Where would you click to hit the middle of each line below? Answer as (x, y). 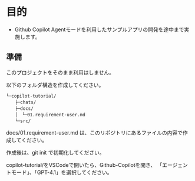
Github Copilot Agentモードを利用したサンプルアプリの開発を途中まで (99, 29)
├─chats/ (25, 102)
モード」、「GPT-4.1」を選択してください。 (62, 172)
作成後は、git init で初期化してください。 (55, 152)
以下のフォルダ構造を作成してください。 (55, 85)
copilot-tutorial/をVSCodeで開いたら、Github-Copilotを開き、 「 (84, 165)
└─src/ (23, 121)
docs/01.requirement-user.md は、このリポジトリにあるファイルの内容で (95, 132)
